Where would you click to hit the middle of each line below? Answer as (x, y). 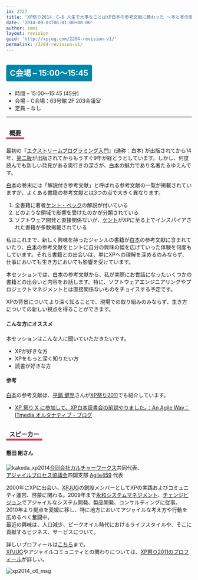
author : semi (22, 28)
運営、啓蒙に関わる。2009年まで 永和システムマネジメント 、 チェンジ (100, 495)
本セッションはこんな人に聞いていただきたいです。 (68, 338)
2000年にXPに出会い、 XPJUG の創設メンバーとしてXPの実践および (87, 487)
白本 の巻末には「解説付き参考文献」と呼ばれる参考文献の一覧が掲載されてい (99, 185)
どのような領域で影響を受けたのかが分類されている (77, 212)
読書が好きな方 (33, 366)
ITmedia (24, 415)
